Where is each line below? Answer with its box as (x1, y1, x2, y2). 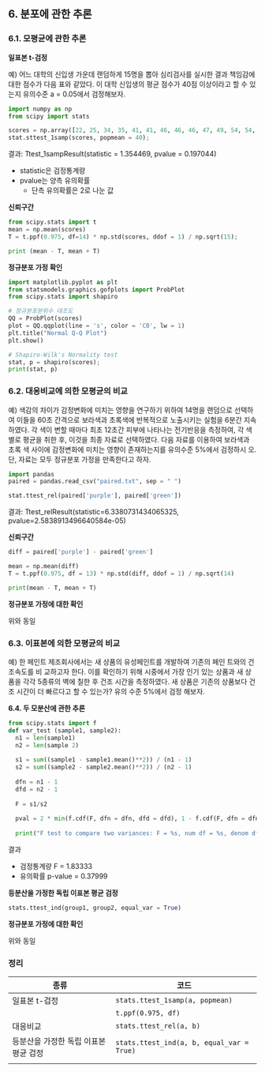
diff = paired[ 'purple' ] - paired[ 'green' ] (8, 548, 154, 556)
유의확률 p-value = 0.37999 (19, 871, 108, 881)
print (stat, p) (8, 366, 58, 374)
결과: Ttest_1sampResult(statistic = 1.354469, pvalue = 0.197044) (8, 149, 217, 159)
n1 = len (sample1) (15, 734, 77, 742)
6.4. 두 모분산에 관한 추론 (8, 704, 85, 713)
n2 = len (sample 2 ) (15, 741, 80, 749)
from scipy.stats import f (8, 720, 97, 728)
